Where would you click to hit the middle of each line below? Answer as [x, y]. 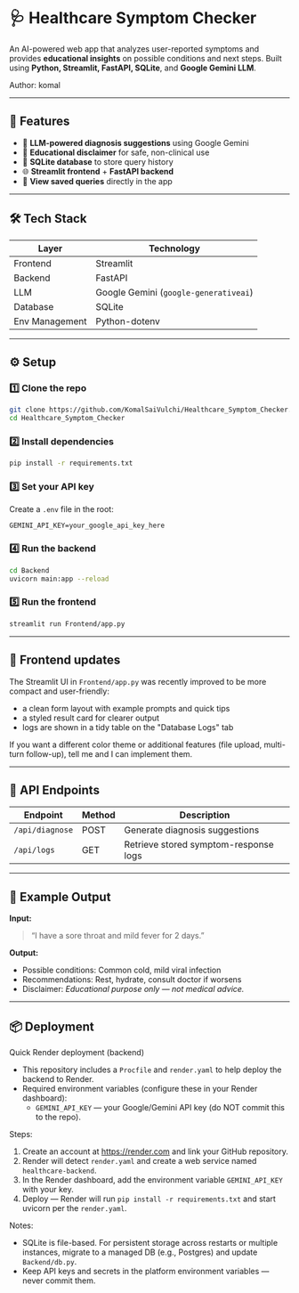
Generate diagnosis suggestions [192, 830]
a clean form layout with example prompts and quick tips [126, 708]
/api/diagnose [44, 830]
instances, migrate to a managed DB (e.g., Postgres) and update [140, 1252]
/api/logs [34, 850]
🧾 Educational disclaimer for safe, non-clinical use [116, 152]
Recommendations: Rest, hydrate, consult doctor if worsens [132, 980]
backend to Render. [58, 1078]
